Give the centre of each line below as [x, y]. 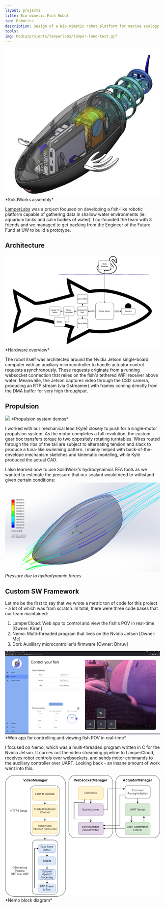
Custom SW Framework [42, 591]
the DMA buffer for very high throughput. [47, 391]
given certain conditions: [30, 480]
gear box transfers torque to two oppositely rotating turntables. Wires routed [82, 439]
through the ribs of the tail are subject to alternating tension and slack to [78, 444]
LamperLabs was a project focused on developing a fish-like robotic [74, 209]
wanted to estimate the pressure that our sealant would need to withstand [80, 474]
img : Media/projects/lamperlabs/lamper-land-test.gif [61, 36]
